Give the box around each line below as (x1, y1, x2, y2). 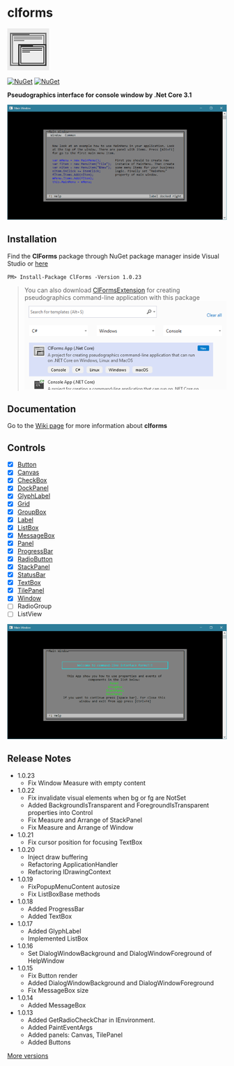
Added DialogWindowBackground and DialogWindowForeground (27, 978, 214, 987)
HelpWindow (27, 957, 65, 965)
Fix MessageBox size (27, 986, 89, 994)
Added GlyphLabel (27, 927, 81, 935)
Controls (7, 441, 46, 454)
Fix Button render (27, 971, 78, 980)
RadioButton (17, 554, 54, 563)
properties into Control (27, 808, 93, 816)
